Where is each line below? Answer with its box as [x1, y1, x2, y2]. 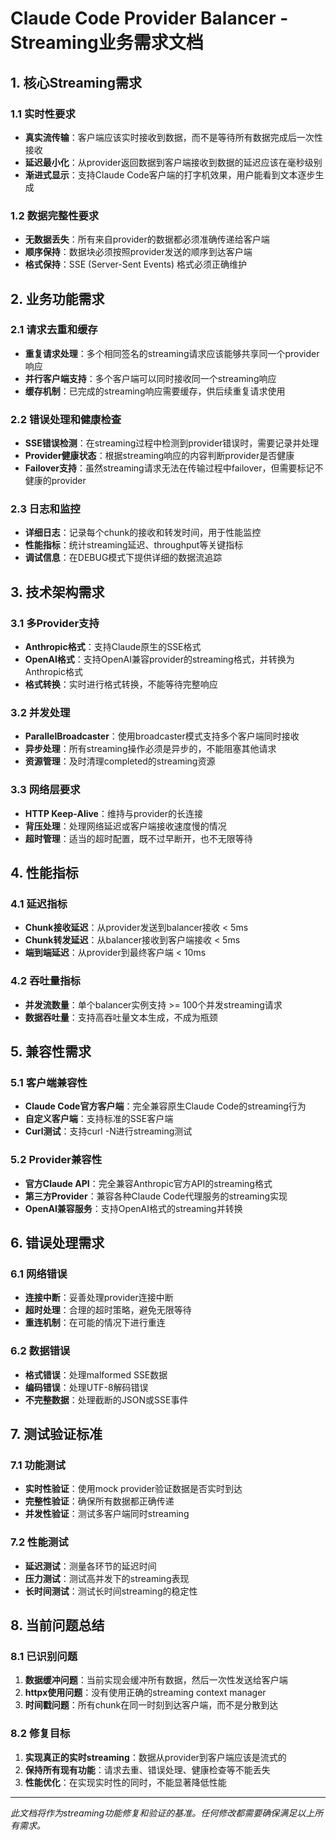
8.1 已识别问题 [10, 1649, 78, 1663]
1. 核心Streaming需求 [10, 74, 142, 91]
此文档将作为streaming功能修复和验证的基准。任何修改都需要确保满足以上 [10, 1807, 315, 1819]
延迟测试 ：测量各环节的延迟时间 [24, 1560, 157, 1572]
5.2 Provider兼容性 [10, 1153, 103, 1167]
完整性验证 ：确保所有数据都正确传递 [24, 1495, 175, 1507]
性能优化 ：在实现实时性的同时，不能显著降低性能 [24, 1776, 227, 1788]
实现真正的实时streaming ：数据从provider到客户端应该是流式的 [24, 1751, 287, 1763]
